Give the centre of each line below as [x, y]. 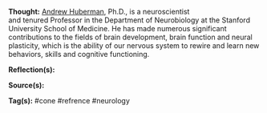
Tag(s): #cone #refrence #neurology [69, 101]
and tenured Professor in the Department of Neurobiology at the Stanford [129, 20]
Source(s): [26, 85]
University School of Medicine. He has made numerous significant [117, 28]
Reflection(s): [32, 70]
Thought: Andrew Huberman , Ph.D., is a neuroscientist [99, 12]
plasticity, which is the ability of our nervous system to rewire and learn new [134, 46]
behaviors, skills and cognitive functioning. [79, 54]
